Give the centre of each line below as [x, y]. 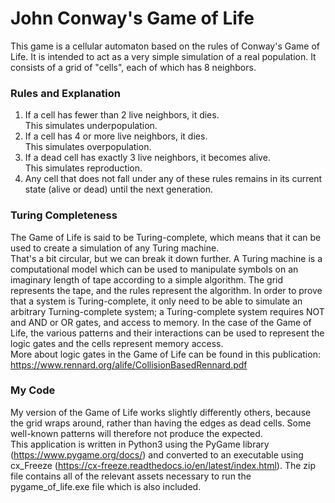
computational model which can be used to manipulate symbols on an [154, 269]
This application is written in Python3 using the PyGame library [140, 444]
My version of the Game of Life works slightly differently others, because [161, 412]
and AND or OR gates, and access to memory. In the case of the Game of [161, 322]
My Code [33, 390]
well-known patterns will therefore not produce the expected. [136, 433]
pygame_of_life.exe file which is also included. [106, 486]
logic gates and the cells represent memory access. [117, 343]
